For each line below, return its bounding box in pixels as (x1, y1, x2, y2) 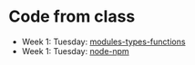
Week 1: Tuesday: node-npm (21, 45, 129, 56)
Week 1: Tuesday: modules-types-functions (21, 36, 186, 47)
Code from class (8, 6, 136, 27)
